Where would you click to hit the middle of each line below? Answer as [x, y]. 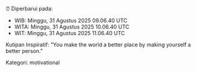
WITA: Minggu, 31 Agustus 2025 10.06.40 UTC [72, 27]
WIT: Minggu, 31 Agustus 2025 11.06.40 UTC [70, 33]
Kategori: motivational [33, 62]
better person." [24, 51]
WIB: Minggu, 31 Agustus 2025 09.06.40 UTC [71, 21]
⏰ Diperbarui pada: [29, 9]
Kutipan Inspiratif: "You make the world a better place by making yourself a [98, 45]
